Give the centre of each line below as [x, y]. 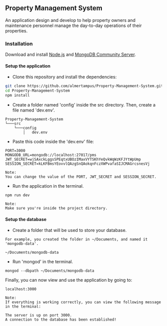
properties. [16, 31]
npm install [17, 96]
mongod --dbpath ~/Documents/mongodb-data [50, 271]
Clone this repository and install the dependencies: [64, 77]
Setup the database [26, 219]
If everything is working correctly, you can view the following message [83, 302]
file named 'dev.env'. [34, 110]
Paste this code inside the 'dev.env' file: [53, 141]
